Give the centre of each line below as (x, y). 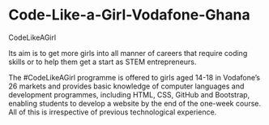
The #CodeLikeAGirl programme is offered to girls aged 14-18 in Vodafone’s (134, 77)
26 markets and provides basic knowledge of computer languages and (126, 86)
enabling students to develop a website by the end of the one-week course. (135, 103)
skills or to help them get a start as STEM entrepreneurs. (102, 62)
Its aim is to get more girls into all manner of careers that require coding (128, 53)
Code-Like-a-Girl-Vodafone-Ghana (129, 15)
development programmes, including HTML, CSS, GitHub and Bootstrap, (129, 94)
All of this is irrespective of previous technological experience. (113, 112)
